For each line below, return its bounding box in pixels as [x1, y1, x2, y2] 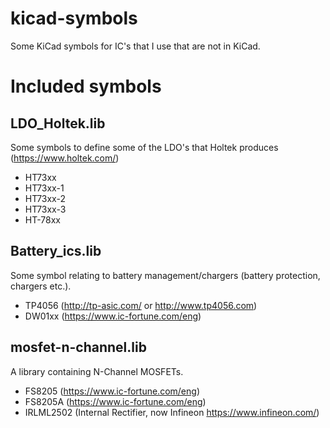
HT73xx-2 [24, 192, 66, 204]
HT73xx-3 [24, 203, 67, 215]
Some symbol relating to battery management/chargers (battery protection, [10, 269, 321, 281]
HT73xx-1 [24, 182, 65, 194]
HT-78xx [24, 213, 62, 226]
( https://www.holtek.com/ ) [10, 152, 120, 164]
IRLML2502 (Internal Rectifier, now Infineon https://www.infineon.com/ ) [24, 406, 320, 418]
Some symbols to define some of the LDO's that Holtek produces [10, 141, 279, 153]
